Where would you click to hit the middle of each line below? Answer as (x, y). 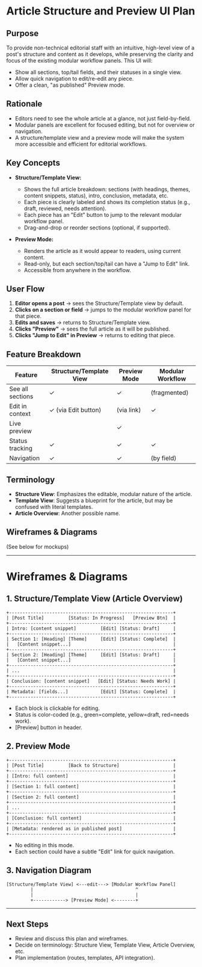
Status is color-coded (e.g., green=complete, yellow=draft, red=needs (102, 714)
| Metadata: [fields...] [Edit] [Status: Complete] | (91, 692)
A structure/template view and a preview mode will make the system (99, 137)
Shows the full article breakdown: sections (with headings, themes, (107, 189)
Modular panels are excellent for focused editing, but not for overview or (105, 125)
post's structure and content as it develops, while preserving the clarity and (100, 54)
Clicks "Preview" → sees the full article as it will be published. (92, 329)
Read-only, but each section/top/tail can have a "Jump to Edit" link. (107, 264)
